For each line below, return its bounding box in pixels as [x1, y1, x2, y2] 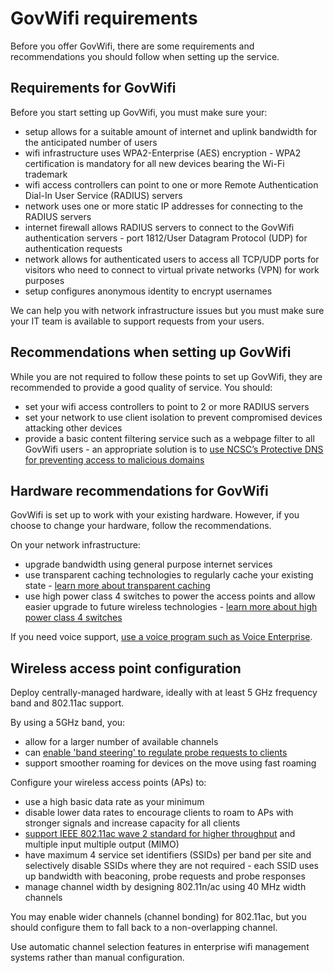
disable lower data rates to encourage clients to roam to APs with [24, 807, 294, 819]
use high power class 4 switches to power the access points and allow [24, 590, 316, 602]
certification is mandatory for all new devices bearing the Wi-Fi [24, 157, 285, 169]
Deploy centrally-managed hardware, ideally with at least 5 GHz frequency [10, 687, 318, 699]
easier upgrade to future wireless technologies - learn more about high [24, 601, 318, 613]
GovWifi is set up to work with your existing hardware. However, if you [10, 509, 300, 521]
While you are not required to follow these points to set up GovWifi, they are [10, 370, 323, 382]
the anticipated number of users [24, 136, 158, 148]
